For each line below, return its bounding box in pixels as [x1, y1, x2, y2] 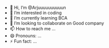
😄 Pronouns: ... [9, 33, 42, 39]
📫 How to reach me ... [9, 26, 56, 31]
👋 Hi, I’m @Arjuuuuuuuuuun [9, 5, 67, 10]
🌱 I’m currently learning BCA [9, 15, 68, 21]
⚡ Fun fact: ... [9, 38, 37, 44]
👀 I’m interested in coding [9, 10, 62, 16]
